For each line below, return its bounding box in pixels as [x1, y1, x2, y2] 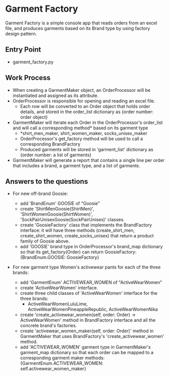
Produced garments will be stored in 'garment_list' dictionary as [20, 146, 153, 152]
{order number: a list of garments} [20, 152, 92, 158]
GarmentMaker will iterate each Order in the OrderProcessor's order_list [12, 119, 163, 125]
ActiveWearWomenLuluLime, [27, 301, 88, 307]
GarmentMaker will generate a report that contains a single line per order [12, 157, 165, 163]
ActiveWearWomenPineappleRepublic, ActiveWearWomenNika [27, 306, 158, 313]
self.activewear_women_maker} [20, 366, 87, 372]
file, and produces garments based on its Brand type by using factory [5, 25, 150, 31]
